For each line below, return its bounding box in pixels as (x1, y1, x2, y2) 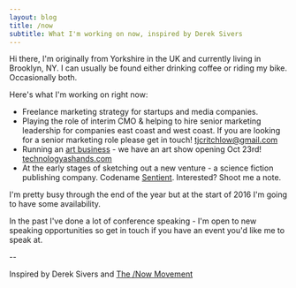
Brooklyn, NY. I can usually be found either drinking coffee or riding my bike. (9, 63, 287, 73)
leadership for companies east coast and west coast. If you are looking (21, 125, 281, 136)
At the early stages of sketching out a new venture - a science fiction (21, 163, 274, 173)
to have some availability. (9, 199, 102, 209)
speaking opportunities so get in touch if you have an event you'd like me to (9, 225, 285, 236)
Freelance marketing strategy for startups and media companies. (21, 107, 259, 117)
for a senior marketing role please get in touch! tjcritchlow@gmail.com (21, 134, 278, 146)
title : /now (9, 21, 53, 30)
